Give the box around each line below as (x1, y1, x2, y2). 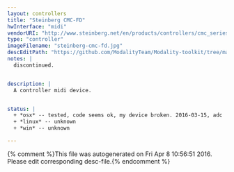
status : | (7, 105, 36, 112)
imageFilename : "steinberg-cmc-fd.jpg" (7, 42, 123, 49)
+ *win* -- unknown (13, 125, 70, 132)
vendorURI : (7, 29, 39, 37)
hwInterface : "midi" (7, 23, 68, 30)
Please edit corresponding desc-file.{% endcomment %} (7, 157, 171, 165)
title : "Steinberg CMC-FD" (7, 17, 86, 24)
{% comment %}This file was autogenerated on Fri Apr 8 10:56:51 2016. (7, 150, 212, 158)
